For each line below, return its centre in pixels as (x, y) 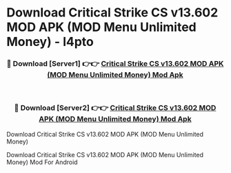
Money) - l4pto (50, 42)
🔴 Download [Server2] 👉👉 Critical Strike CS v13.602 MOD (115, 108)
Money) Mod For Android (42, 162)
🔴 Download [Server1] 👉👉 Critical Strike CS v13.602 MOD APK (115, 64)
